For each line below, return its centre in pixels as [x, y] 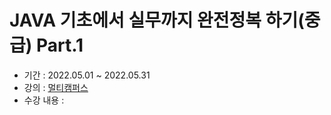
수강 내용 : [44, 100]
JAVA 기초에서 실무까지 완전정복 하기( [157, 20]
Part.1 [59, 45]
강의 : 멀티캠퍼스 [56, 87]
